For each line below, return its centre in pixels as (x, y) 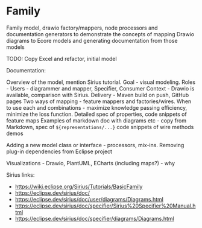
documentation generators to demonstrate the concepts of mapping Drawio (100, 34)
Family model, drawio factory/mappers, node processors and (82, 28)
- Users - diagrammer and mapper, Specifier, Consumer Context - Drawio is (100, 88)
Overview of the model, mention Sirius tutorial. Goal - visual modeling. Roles (101, 82)
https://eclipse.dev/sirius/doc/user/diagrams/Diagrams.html (89, 199)
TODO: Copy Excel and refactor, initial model (62, 59)
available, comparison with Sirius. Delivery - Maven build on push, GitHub (98, 95)
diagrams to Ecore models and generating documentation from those (92, 40)
